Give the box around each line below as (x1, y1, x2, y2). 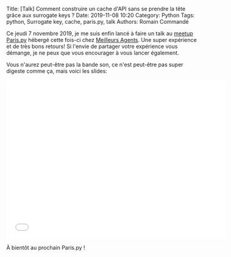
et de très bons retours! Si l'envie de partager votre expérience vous (6, 43, 178, 50)
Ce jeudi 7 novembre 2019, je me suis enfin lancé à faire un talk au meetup (6, 30, 193, 37)
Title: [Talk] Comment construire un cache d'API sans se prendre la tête (6, 5, 186, 12)
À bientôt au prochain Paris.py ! (6, 244, 85, 251)
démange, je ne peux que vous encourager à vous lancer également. (6, 49, 179, 57)
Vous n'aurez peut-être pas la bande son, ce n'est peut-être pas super (6, 61, 184, 68)
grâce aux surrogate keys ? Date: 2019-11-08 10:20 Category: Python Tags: (6, 12, 195, 19)
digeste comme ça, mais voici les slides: (6, 67, 108, 75)
